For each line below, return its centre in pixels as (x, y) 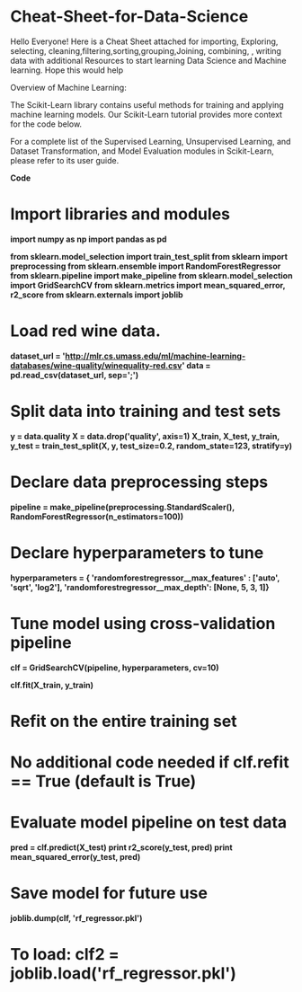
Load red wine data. (85, 331)
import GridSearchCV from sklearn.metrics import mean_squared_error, (148, 285)
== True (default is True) (103, 781)
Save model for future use (109, 894)
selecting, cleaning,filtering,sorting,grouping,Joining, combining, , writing (146, 50)
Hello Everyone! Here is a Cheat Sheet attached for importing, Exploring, (144, 41)
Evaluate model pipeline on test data (149, 823)
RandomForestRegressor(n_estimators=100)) (97, 516)
